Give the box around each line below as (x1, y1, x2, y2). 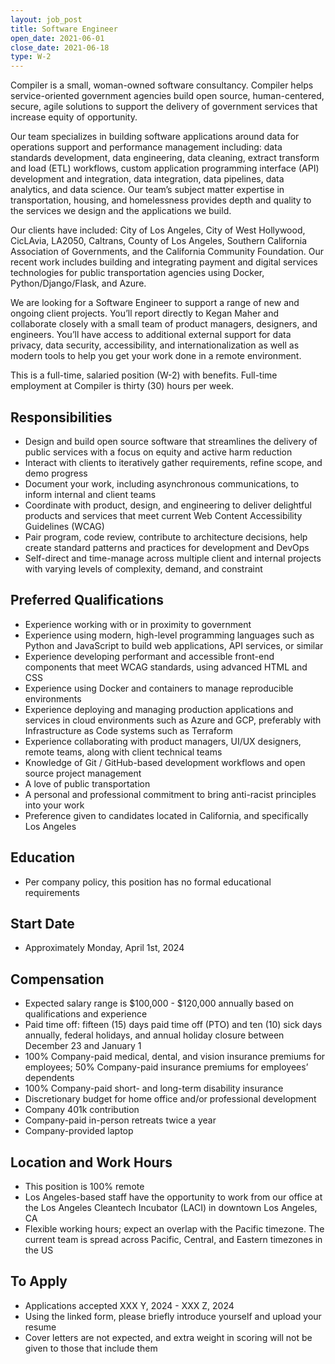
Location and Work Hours (10, 1154, 173, 1171)
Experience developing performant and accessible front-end (24, 650, 275, 662)
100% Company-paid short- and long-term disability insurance (24, 1082, 284, 1095)
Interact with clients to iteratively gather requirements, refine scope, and (24, 456, 323, 468)
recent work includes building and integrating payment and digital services (10, 256, 318, 268)
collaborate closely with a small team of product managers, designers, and (10, 318, 318, 330)
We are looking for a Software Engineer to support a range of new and (10, 297, 300, 309)
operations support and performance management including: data (10, 141, 283, 153)
